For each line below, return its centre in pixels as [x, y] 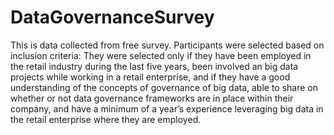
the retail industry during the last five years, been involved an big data [154, 66]
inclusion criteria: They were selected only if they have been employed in [161, 55]
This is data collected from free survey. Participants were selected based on [167, 45]
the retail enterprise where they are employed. [106, 119]
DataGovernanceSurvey [112, 17]
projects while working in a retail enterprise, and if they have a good [150, 77]
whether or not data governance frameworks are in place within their [152, 98]
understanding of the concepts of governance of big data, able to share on [164, 87]
